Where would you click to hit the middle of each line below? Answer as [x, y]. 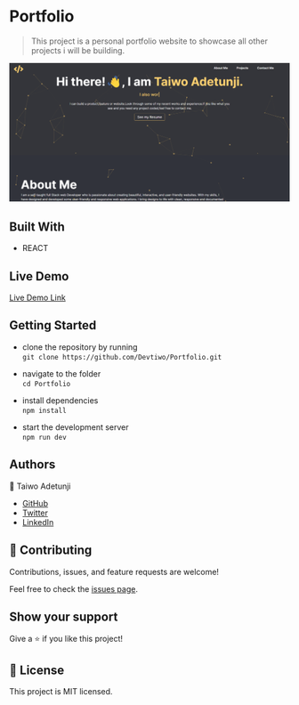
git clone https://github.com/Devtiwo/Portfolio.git [122, 357]
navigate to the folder [61, 373]
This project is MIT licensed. [61, 692]
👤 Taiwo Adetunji [40, 486]
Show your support [64, 616]
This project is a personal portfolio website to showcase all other [149, 41]
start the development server [75, 427]
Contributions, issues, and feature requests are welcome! [114, 571]
